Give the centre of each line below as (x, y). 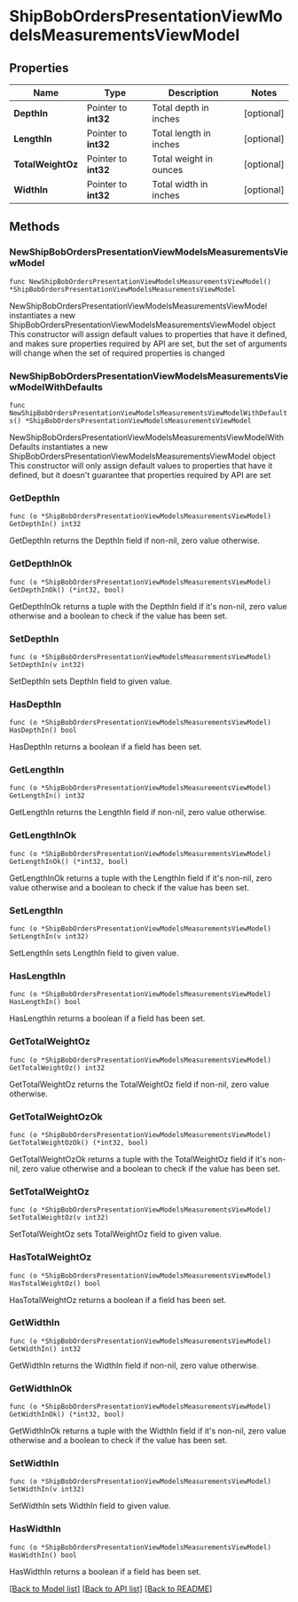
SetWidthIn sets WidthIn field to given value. (90, 1506)
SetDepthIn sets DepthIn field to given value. (91, 681)
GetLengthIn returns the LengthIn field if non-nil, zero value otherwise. (138, 813)
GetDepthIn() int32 (45, 524)
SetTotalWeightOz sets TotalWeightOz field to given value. (115, 1234)
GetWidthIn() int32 (45, 1349)
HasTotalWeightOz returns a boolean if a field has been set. (118, 1300)
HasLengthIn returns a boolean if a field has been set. (107, 1018)
